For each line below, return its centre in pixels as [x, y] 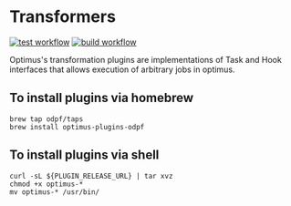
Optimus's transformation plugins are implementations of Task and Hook [146, 59]
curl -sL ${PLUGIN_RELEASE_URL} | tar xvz [91, 176]
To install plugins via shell [84, 155]
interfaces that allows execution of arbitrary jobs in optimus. [122, 69]
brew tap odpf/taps [47, 119]
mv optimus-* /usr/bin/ [55, 192]
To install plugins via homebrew [102, 98]
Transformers [63, 17]
